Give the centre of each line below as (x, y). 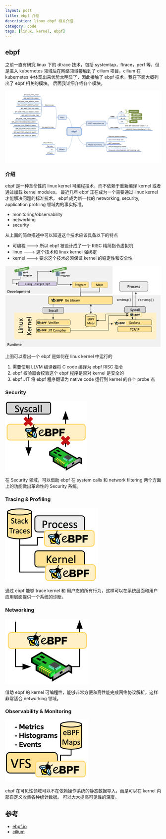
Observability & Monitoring (38, 712)
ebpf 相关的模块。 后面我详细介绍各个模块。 (60, 83)
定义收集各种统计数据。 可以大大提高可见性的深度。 (66, 797)
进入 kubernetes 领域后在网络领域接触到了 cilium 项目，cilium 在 (75, 71)
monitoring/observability (37, 214)
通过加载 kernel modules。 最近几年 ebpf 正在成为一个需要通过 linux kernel (82, 192)
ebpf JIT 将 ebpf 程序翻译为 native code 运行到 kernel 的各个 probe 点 (83, 379)
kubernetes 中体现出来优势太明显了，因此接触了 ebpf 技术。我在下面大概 (80, 77)
